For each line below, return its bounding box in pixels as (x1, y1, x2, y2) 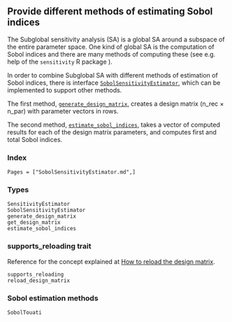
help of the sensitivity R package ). (7, 57, 113, 66)
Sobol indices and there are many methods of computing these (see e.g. (7, 50, 216, 58)
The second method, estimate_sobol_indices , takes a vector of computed (7, 120, 221, 129)
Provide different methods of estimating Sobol (7, 6, 213, 17)
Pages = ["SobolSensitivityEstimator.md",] (7, 169, 136, 176)
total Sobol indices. (7, 135, 63, 143)
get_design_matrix (7, 219, 61, 226)
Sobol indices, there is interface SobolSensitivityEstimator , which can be (7, 78, 221, 87)
